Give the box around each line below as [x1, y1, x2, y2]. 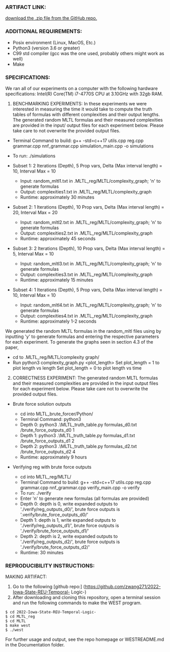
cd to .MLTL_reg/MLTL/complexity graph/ [12, 354, 99, 360]
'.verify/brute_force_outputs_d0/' [20, 512, 89, 518]
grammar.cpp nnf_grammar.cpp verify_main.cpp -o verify [20, 485, 140, 491]
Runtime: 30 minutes [20, 549, 64, 555]
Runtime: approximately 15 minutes [20, 276, 93, 283]
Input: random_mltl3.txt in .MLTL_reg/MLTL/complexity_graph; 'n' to [20, 261, 162, 267]
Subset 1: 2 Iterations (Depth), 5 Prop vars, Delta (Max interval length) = [12, 162, 162, 168]
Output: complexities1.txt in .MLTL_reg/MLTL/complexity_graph [20, 188, 152, 194]
